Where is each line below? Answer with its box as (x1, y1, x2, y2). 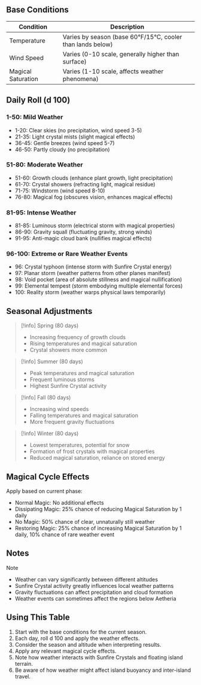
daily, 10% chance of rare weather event (14, 531, 115, 538)
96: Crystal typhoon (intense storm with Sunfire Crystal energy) (14, 263, 172, 270)
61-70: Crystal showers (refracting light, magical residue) (14, 180, 156, 188)
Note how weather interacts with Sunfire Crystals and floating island (14, 653, 184, 661)
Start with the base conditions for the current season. (14, 628, 147, 635)
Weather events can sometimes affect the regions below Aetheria (14, 595, 176, 602)
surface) (62, 57, 87, 65)
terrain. (14, 660, 33, 667)
